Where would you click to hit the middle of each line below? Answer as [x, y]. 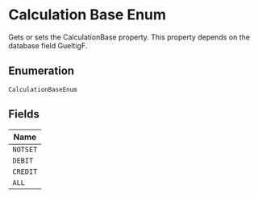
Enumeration [42, 71]
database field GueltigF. [48, 45]
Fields [24, 114]
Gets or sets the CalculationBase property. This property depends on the [129, 37]
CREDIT [25, 171]
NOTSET [25, 149]
